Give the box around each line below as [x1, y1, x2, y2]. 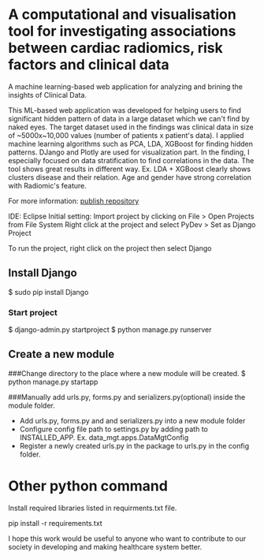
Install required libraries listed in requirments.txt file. [8, 503, 177, 512]
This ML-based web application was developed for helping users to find [8, 105, 242, 115]
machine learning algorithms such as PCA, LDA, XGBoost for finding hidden [8, 139, 254, 148]
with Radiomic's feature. [8, 181, 87, 190]
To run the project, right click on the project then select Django [8, 243, 212, 253]
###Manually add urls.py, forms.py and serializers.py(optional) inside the [8, 392, 246, 401]
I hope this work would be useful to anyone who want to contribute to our [8, 534, 247, 543]
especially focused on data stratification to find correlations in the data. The [8, 155, 255, 165]
